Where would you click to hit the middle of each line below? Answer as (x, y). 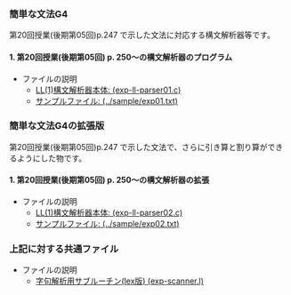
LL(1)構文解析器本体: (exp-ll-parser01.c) (108, 90)
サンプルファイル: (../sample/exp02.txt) (107, 223)
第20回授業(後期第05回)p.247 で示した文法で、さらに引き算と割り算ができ (146, 147)
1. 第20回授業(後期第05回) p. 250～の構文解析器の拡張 (109, 180)
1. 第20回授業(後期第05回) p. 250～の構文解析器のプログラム (121, 57)
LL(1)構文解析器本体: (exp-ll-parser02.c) (109, 212)
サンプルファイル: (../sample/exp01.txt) (106, 100)
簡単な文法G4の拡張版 (57, 126)
